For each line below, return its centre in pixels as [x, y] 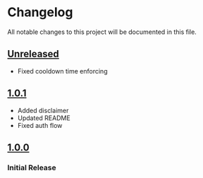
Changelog [40, 12]
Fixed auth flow [40, 125]
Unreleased [33, 54]
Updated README [44, 118]
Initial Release [32, 167]
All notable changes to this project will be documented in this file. [102, 32]
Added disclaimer [43, 110]
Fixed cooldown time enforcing [62, 71]
